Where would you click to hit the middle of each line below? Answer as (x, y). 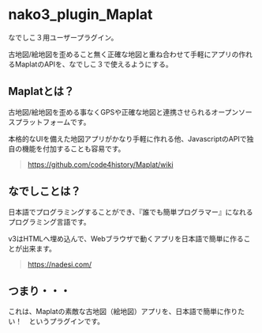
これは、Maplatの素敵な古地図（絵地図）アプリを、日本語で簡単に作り (123, 312)
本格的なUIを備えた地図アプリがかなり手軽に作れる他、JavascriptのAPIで (127, 138)
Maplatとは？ (41, 91)
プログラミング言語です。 (49, 221)
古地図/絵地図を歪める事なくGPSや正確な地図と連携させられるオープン (124, 112)
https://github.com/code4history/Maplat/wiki (100, 165)
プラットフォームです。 (52, 122)
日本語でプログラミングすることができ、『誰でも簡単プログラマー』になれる (131, 212)
